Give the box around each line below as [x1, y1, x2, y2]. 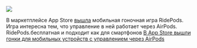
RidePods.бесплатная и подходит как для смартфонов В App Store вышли [6, 29, 191, 36]
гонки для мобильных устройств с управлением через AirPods [6, 35, 165, 42]
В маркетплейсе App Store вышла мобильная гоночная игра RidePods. [6, 17, 184, 23]
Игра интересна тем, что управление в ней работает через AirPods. [6, 23, 178, 30]
